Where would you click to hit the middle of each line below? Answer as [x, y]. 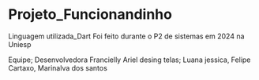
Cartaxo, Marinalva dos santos [58, 67]
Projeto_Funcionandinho [90, 15]
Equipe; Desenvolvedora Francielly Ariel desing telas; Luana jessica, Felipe [129, 60]
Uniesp [20, 44]
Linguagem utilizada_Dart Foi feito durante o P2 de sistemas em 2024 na [126, 36]
